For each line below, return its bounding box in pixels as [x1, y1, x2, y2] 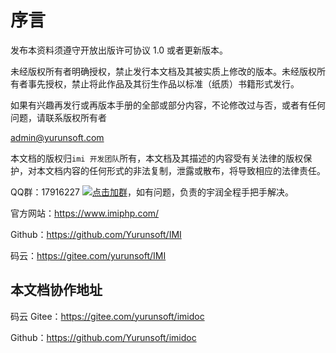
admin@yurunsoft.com [10, 131, 105, 143]
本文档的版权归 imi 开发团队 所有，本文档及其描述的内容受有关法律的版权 [10, 152, 304, 164]
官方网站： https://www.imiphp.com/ [10, 207, 160, 219]
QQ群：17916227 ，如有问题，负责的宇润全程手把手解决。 [10, 186, 294, 198]
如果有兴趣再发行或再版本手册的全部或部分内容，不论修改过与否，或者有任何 [10, 99, 326, 111]
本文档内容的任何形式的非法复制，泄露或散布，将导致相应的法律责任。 [36, 164, 326, 176]
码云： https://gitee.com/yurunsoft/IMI [10, 249, 167, 261]
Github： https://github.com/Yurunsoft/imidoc [10, 331, 197, 343]
